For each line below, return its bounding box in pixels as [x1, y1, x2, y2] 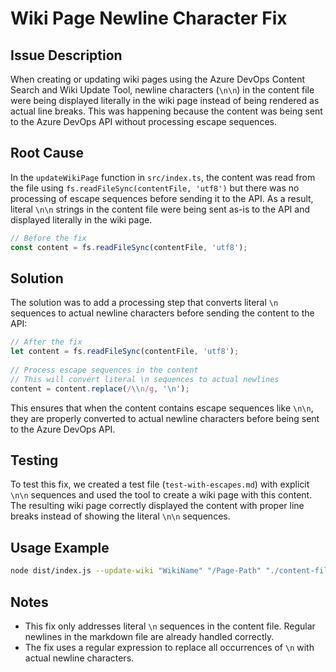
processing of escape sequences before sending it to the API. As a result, [10, 192, 314, 204]
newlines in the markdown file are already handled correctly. [24, 630, 275, 642]
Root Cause [10, 145, 85, 162]
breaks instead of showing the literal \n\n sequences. [10, 510, 231, 522]
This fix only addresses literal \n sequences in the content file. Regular [24, 620, 316, 632]
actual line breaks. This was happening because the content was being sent [10, 105, 323, 117]
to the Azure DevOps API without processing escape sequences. [10, 116, 277, 127]
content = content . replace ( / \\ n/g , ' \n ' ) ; [10, 383, 190, 394]
